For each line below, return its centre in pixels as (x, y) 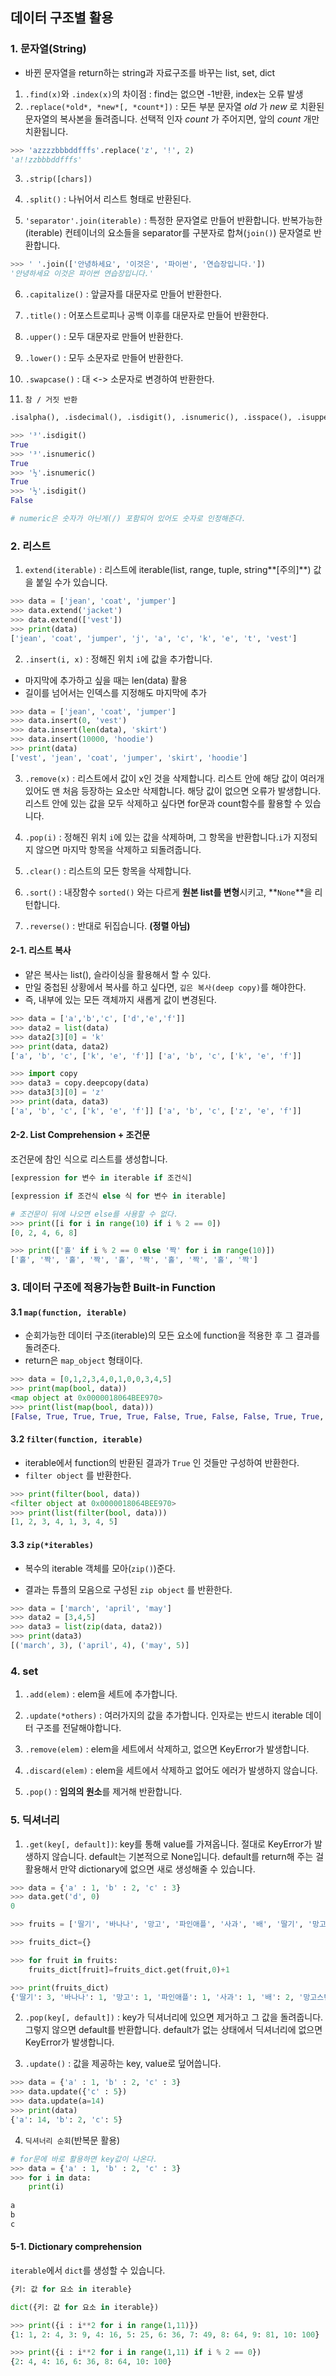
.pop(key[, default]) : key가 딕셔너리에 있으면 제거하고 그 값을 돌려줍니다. (174, 2017)
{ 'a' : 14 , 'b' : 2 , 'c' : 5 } (66, 2119)
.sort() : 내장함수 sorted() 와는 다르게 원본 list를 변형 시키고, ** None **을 (168, 892)
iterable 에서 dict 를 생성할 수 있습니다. (88, 2270)
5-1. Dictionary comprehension (76, 2247)
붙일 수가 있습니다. (71, 582)
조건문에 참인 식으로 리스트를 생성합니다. (89, 1159)
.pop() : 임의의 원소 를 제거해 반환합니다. (103, 1792)
